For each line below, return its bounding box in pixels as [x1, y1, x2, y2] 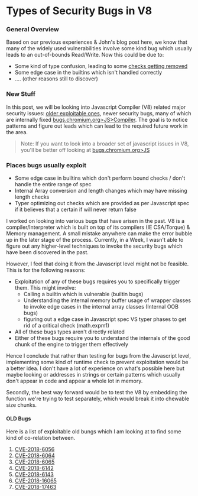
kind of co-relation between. [6, 435, 76, 442]
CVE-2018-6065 [14, 458, 55, 465]
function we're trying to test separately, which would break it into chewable [6, 395, 190, 403]
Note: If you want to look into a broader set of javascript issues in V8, [20, 140, 189, 147]
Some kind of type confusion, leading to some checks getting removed [14, 63, 188, 70]
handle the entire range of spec [14, 181, 92, 188]
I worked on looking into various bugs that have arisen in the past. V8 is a [6, 218, 185, 225]
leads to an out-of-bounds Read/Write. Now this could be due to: [6, 51, 164, 59]
